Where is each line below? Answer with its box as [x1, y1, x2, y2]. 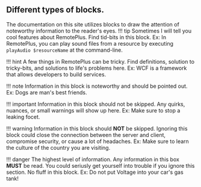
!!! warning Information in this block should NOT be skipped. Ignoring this [6, 124, 188, 132]
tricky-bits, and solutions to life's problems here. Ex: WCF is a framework [6, 64, 187, 72]
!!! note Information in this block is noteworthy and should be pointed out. [6, 82, 188, 90]
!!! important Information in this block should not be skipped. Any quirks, [6, 100, 185, 108]
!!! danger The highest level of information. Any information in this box [6, 156, 179, 163]
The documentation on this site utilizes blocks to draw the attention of [6, 20, 179, 28]
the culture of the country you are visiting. [6, 144, 111, 151]
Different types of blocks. [6, 5, 104, 15]
